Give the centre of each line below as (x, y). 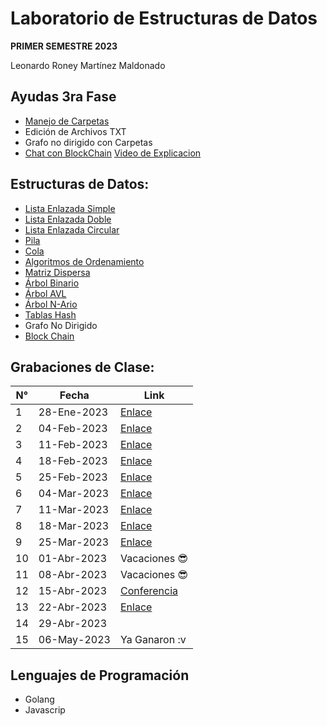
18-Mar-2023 (74, 526)
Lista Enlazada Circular (72, 229)
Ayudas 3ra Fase (63, 97)
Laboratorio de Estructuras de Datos (164, 18)
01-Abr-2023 (73, 559)
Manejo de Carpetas (67, 121)
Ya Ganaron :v (153, 640)
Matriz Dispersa (57, 272)
